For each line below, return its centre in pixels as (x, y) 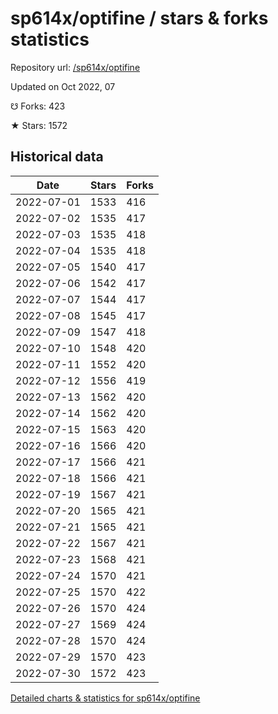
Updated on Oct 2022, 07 (63, 86)
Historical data (57, 157)
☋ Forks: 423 (38, 106)
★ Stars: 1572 (39, 125)
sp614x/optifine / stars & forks (139, 18)
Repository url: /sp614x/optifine (75, 67)
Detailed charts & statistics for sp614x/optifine (105, 698)
